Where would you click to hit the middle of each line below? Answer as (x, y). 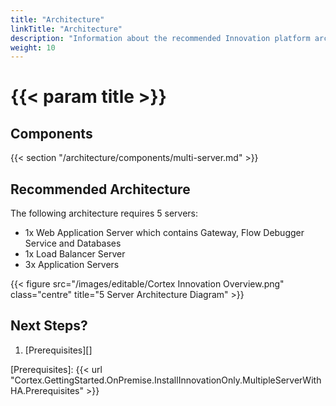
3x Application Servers (72, 265)
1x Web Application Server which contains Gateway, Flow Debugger (164, 233)
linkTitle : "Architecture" (66, 29)
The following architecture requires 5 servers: (104, 213)
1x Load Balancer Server (75, 254)
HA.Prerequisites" (47, 390)
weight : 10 (33, 47)
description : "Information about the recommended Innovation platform (160, 38)
